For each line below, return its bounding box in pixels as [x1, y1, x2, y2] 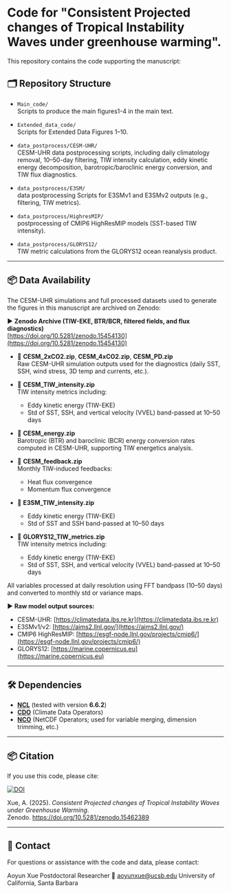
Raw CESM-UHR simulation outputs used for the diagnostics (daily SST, [16, 359, 221, 368]
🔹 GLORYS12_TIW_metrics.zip [16, 533, 105, 541]
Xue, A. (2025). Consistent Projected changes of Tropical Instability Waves [7, 799, 220, 807]
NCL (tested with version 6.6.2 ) [16, 701, 107, 709]
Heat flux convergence [27, 477, 93, 486]
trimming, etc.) [16, 723, 59, 731]
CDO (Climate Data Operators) [16, 708, 104, 717]
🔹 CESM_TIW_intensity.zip [16, 380, 95, 388]
